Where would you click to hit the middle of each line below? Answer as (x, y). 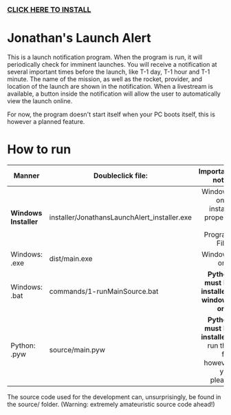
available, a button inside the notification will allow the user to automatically (114, 94)
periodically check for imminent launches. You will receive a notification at (112, 64)
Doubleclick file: (121, 175)
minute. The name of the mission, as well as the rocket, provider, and (105, 79)
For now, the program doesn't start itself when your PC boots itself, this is (111, 114)
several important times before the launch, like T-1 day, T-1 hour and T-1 (109, 72)
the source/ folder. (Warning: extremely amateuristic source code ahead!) (111, 404)
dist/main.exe (71, 258)
